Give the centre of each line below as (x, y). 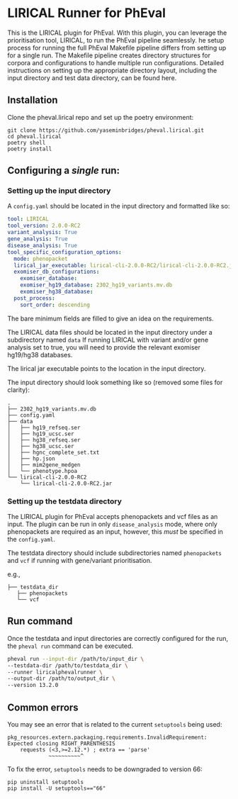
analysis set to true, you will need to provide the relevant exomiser (104, 347)
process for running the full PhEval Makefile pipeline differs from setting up (117, 48)
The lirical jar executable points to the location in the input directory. (107, 368)
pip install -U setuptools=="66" (57, 788)
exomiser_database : (49, 279)
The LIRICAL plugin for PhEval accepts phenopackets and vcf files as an (113, 516)
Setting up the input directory (59, 191)
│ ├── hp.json (31, 459)
